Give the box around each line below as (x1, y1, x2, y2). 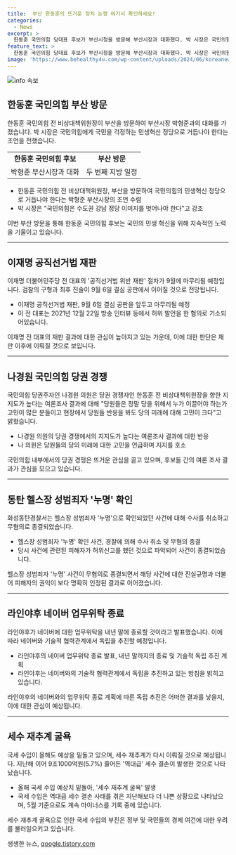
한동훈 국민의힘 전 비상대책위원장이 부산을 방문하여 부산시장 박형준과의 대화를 (7, 119, 220, 127)
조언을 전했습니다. (7, 136, 57, 145)
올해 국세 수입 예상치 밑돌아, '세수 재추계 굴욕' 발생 (17, 783, 157, 791)
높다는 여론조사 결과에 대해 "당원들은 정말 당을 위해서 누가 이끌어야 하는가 (25, 400, 228, 408)
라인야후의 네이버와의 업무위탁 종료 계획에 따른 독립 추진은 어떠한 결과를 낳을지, (7, 693, 225, 701)
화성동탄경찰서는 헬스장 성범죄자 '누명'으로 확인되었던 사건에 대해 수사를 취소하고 (7, 514, 229, 522)
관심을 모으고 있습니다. (20, 464, 83, 473)
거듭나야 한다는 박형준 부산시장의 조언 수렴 (25, 195, 142, 204)
